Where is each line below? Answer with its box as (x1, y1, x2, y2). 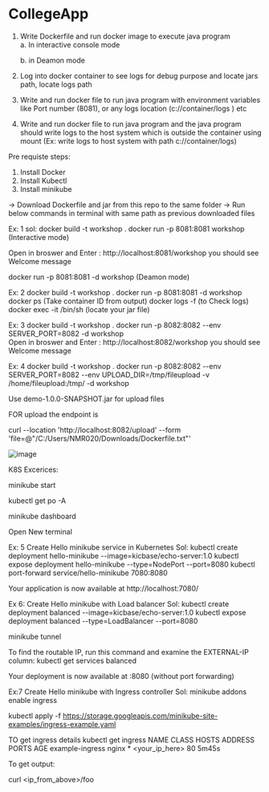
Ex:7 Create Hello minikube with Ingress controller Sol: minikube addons (8, 687, 247, 697)
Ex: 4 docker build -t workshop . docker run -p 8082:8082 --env (8, 361, 222, 371)
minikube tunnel (8, 632, 62, 641)
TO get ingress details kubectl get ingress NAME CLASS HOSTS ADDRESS (8, 735, 255, 745)
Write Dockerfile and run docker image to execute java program (19, 31, 230, 41)
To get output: (8, 759, 55, 769)
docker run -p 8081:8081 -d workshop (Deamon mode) (8, 272, 190, 282)
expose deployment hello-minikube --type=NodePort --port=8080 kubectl (8, 559, 255, 569)
